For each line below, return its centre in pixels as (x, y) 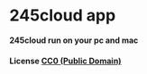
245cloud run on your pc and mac (74, 40)
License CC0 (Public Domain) (65, 61)
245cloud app (63, 16)
